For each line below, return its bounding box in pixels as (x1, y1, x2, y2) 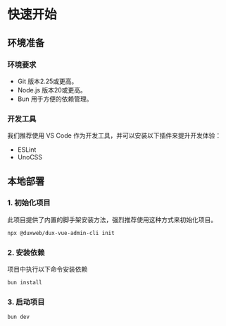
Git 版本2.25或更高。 (17, 77, 78, 85)
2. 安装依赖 (7, 248, 45, 258)
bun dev (7, 313, 30, 321)
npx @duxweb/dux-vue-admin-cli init (7, 229, 115, 236)
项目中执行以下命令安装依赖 (7, 265, 88, 274)
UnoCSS (17, 153, 43, 162)
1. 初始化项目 (7, 198, 51, 208)
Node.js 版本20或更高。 (17, 85, 87, 94)
